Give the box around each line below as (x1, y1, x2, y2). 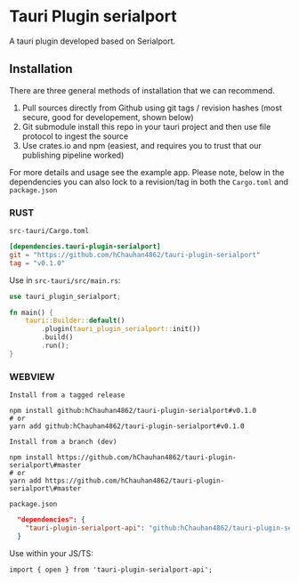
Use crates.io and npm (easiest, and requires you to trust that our (21, 140, 263, 150)
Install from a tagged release (9, 391, 125, 400)
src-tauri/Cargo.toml (9, 227, 90, 236)
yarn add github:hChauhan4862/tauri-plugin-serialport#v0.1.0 (9, 422, 245, 431)
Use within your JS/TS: (9, 547, 93, 558)
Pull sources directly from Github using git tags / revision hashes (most (21, 102, 282, 113)
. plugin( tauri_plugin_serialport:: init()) (41, 325, 201, 334)
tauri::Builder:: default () (25, 316, 125, 326)
